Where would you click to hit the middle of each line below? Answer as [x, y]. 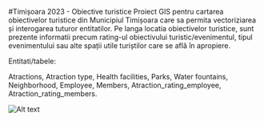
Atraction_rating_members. [53, 94]
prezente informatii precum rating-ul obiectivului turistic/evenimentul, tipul [131, 37]
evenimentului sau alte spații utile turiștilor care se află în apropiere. [120, 46]
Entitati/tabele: [32, 61]
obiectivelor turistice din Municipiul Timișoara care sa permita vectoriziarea [132, 20]
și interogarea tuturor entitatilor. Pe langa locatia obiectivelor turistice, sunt [131, 28]
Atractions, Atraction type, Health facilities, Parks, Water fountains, [118, 77]
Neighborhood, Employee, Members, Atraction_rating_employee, [115, 85]
